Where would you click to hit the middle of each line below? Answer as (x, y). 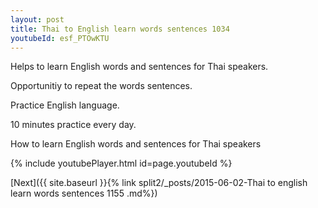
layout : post (37, 19)
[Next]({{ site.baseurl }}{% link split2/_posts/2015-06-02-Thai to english (159, 183)
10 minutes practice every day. (73, 125)
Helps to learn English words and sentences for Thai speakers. (139, 67)
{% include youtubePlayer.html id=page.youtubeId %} (121, 163)
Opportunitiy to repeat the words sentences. (101, 86)
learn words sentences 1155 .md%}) (84, 193)
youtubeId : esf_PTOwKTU (60, 38)
